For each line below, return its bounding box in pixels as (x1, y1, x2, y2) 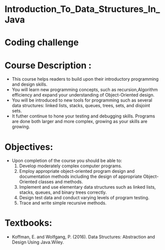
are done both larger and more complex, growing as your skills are (11, 119, 148, 125)
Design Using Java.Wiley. (11, 239, 64, 245)
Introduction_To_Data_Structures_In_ (4, 3, 161, 15)
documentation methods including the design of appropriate (19, 173, 142, 180)
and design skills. (11, 81, 48, 88)
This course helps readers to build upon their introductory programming (11, 76, 159, 82)
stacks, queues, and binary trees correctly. (19, 189, 107, 195)
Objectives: (4, 141, 53, 152)
